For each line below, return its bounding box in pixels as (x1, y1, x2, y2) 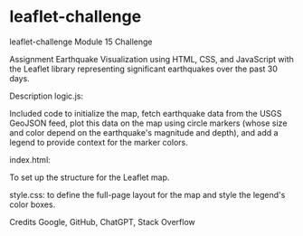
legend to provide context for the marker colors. (9, 137, 188, 147)
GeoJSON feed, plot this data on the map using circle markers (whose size (9, 118, 288, 128)
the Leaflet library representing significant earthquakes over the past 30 (9, 63, 279, 74)
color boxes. (9, 199, 56, 210)
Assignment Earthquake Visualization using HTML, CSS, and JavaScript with (9, 53, 294, 64)
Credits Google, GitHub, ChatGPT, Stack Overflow (9, 216, 196, 227)
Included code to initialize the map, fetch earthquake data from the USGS (9, 108, 282, 118)
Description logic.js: (9, 90, 84, 101)
